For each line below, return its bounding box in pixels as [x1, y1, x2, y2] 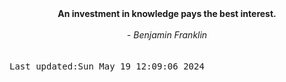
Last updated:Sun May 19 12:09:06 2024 [9, 61, 205, 72]
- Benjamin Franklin [126, 29, 208, 41]
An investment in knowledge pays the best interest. [57, 8, 277, 19]
